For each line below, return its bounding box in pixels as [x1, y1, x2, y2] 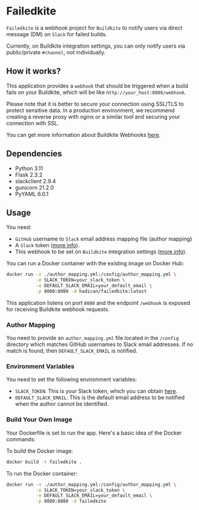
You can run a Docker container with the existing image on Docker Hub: [6, 260, 185, 267]
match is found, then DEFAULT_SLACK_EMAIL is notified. [6, 347, 137, 354]
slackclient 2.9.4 [14, 177, 56, 184]
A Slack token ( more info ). [14, 242, 80, 249]
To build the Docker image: [6, 447, 74, 455]
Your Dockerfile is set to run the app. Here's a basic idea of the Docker [6, 429, 182, 436]
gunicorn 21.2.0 [14, 184, 54, 191]
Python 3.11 [14, 165, 43, 172]
